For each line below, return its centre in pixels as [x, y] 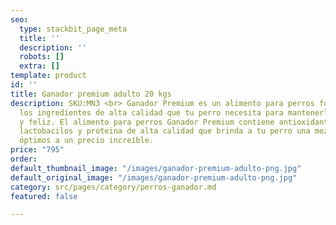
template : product [48, 76]
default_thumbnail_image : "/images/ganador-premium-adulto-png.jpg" [156, 168]
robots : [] [42, 57]
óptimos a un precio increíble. [87, 141]
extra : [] [39, 66]
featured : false [44, 196]
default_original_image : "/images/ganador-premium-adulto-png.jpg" [154, 177]
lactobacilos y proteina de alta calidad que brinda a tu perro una [165, 131]
